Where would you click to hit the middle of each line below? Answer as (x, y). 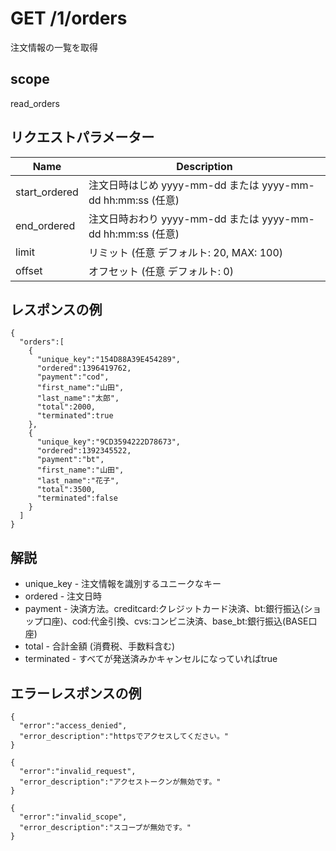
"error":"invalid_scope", (73, 817)
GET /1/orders (69, 18)
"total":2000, (66, 407)
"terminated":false (77, 498)
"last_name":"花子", (78, 481)
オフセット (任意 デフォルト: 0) (161, 271)
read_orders (35, 103)
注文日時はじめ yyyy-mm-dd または (174, 185)
